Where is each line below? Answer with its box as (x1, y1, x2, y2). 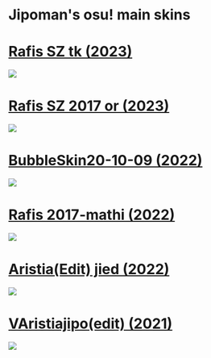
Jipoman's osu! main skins (8, 6, 191, 24)
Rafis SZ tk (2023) (8, 43, 133, 61)
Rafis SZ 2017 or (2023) (8, 97, 170, 115)
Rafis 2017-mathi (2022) (8, 206, 176, 224)
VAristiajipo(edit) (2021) (8, 314, 173, 333)
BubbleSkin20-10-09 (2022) (8, 152, 203, 170)
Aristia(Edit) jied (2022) (8, 260, 170, 279)
